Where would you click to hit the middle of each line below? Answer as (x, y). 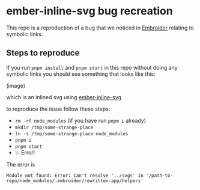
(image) (16, 85)
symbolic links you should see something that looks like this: (81, 74)
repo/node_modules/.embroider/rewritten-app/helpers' (75, 181)
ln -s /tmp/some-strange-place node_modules (71, 133)
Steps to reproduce (43, 53)
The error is (21, 164)
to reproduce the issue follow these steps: (58, 109)
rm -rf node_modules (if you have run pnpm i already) (80, 120)
